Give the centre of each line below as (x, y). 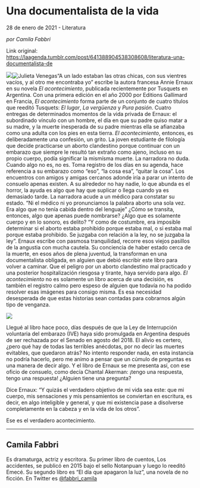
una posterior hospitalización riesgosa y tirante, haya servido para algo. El (97, 273)
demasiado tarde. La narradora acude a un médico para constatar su (90, 196)
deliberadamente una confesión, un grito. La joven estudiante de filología (96, 139)
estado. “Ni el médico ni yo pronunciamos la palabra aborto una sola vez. (96, 203)
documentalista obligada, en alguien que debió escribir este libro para (92, 260)
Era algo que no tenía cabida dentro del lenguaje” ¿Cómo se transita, (90, 209)
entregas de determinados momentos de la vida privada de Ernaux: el (92, 114)
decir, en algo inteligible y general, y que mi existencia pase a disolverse (95, 402)
